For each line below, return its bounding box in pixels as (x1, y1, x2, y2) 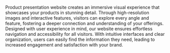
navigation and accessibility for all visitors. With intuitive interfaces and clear (5, 31, 165, 37)
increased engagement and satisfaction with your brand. (5, 42, 123, 47)
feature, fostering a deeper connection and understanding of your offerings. (5, 20, 164, 26)
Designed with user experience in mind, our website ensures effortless (5, 26, 153, 32)
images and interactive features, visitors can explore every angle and (5, 15, 149, 21)
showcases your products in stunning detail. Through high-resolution (5, 10, 149, 16)
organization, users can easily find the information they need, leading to (5, 36, 155, 42)
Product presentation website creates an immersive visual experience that (5, 5, 160, 10)
